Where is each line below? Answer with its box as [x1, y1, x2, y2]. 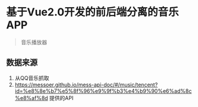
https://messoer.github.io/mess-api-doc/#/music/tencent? [14, 81, 158, 88]
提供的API [49, 94, 74, 101]
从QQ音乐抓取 [14, 74, 49, 82]
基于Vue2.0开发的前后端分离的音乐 [6, 5, 180, 19]
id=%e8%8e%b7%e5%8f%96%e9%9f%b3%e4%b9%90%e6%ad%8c [14, 87, 192, 95]
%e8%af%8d [14, 94, 49, 101]
